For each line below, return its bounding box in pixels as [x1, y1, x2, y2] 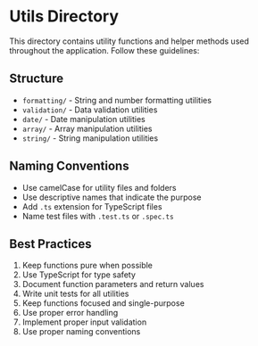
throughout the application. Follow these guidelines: [9, 45, 200, 55]
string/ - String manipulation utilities [21, 132, 159, 144]
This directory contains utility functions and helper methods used [9, 36, 250, 46]
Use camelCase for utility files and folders [21, 182, 177, 193]
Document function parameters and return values [21, 279, 204, 290]
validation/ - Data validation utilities [21, 104, 158, 115]
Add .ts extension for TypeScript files [21, 201, 162, 211]
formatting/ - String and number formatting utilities [21, 95, 212, 105]
